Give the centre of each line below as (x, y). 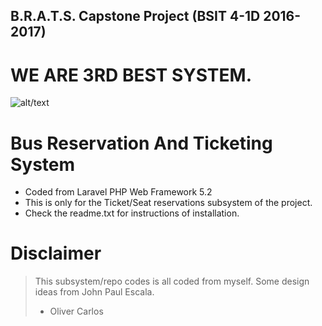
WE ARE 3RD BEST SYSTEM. (131, 75)
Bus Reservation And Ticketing (141, 143)
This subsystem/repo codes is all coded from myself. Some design (172, 281)
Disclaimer (56, 253)
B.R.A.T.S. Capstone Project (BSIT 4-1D (135, 16)
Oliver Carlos (76, 311)
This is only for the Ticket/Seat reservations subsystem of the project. (168, 203)
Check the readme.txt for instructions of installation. (132, 213)
